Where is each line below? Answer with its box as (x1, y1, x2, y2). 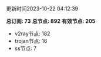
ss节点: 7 (14, 45, 37, 52)
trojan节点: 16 (14, 38, 48, 44)
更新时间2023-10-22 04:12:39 (6, 5, 79, 12)
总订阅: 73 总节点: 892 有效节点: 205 (6, 18, 96, 25)
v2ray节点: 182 (14, 30, 51, 37)
